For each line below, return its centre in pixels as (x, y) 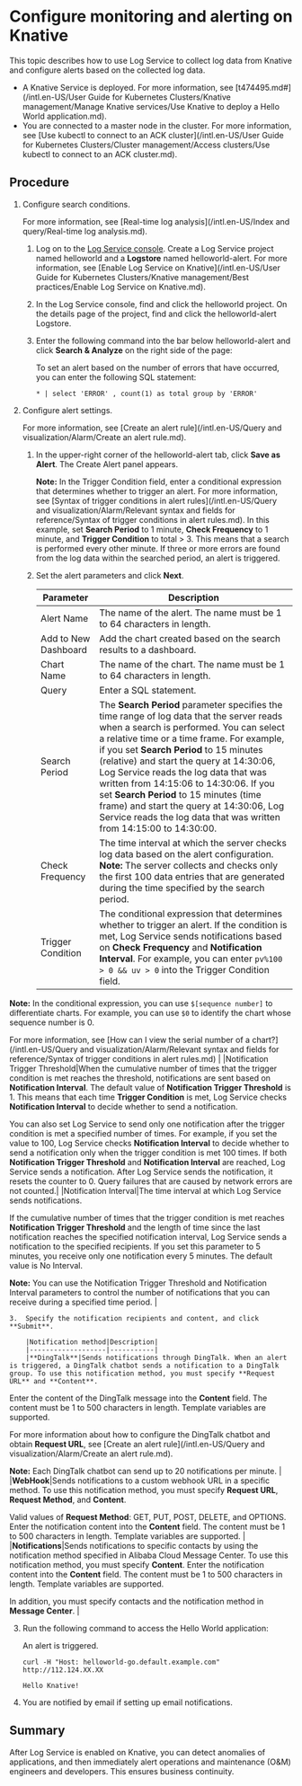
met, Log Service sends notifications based (191, 936)
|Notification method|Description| (92, 1342)
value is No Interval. (46, 1265)
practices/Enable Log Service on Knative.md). (121, 287)
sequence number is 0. (52, 1022)
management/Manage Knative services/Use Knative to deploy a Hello (151, 106)
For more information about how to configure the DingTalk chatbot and (140, 1434)
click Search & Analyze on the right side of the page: (134, 350)
